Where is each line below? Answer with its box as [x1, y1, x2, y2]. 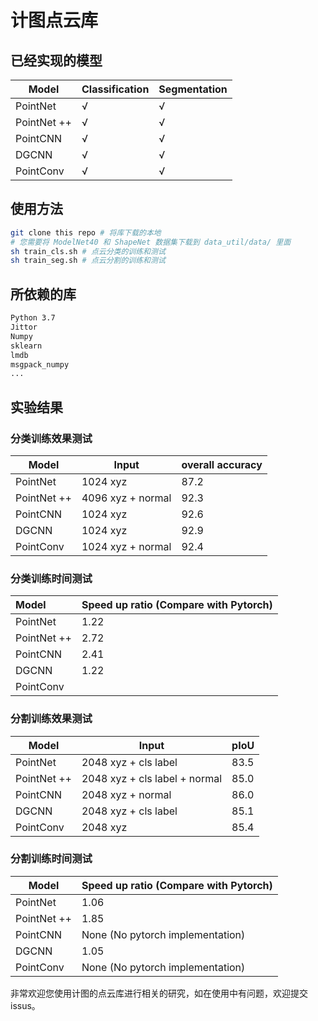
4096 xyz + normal [81, 491, 172, 505]
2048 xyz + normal [81, 787, 172, 801]
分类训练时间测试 [10, 571, 93, 585]
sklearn [10, 341, 43, 351]
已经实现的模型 [10, 52, 103, 69]
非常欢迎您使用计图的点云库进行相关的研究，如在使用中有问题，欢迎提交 [10, 987, 308, 999]
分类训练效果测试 [10, 431, 93, 445]
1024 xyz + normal [81, 539, 172, 553]
